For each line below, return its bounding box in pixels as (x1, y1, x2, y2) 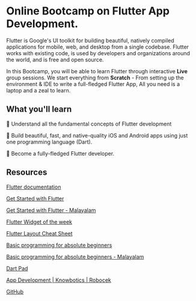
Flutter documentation (6, 183, 61, 190)
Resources (6, 167, 47, 178)
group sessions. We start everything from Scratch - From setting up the (6, 74, 185, 81)
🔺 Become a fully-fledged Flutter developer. (6, 150, 115, 157)
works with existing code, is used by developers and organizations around (6, 49, 191, 56)
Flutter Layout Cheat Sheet (6, 230, 73, 237)
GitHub (6, 288, 24, 295)
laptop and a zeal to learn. (6, 87, 71, 94)
